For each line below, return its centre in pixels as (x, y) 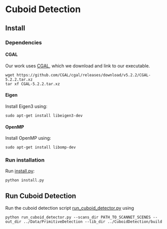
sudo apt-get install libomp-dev (41, 147)
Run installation (25, 160)
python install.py (25, 180)
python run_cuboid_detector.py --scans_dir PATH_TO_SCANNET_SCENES (78, 217)
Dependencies (24, 43)
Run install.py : (20, 171)
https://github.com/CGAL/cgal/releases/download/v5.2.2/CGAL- (84, 75)
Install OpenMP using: (28, 138)
